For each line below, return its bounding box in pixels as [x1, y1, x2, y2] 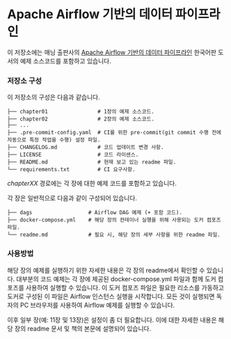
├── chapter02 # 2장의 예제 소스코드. [7, 116, 155, 123]
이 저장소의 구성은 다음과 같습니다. [7, 93, 100, 102]
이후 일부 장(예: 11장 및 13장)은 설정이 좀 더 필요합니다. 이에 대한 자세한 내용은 [7, 315, 217, 324]
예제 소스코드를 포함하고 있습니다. [19, 56, 111, 65]
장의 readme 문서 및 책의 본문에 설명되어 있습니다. [14, 324, 152, 333]
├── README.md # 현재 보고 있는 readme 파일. [7, 159, 177, 166]
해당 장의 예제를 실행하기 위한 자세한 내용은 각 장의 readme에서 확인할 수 [7, 266, 205, 274]
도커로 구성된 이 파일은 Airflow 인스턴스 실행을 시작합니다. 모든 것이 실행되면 [7, 292, 215, 300]
